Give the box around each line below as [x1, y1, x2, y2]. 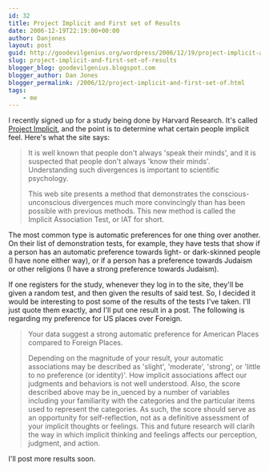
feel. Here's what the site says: [8, 133, 110, 143]
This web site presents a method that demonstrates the [27, 189, 211, 199]
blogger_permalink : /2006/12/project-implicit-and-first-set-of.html [8, 78, 246, 87]
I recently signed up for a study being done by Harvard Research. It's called [8, 115, 258, 125]
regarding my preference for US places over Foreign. [8, 314, 183, 324]
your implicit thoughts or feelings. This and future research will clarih [27, 421, 255, 431]
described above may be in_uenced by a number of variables [27, 388, 231, 397]
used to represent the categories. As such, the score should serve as [27, 405, 256, 414]
